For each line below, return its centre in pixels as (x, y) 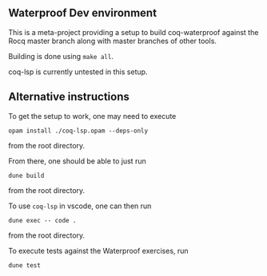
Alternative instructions (69, 97)
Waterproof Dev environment (83, 13)
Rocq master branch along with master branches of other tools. (113, 41)
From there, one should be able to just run (77, 161)
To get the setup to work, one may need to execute (92, 116)
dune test (25, 265)
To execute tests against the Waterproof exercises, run (99, 250)
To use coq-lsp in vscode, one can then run (80, 206)
